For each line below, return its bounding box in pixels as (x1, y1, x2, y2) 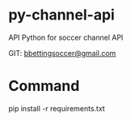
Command (8, 77, 80, 95)
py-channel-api (8, 6, 115, 24)
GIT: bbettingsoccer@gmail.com (8, 48, 116, 58)
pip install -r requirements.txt (8, 103, 105, 113)
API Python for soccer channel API (8, 32, 124, 42)
